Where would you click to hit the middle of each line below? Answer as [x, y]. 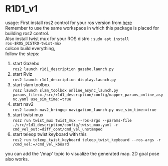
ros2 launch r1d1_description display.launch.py [64, 80]
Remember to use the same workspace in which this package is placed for [82, 28]
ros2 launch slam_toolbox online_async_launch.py [65, 90]
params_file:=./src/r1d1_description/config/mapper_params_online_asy [88, 95]
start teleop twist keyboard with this [49, 134]
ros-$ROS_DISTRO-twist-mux [33, 43]
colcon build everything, [30, 48]
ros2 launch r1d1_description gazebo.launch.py [63, 69]
